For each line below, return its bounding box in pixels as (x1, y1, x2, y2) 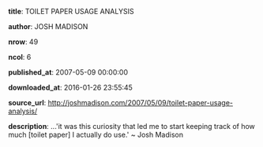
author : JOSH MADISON (8, 22, 88, 31)
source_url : (8, 98, 47, 107)
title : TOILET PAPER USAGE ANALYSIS (8, 7, 134, 16)
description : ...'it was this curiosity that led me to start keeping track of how (8, 122, 255, 130)
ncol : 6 (8, 53, 32, 61)
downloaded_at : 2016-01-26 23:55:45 (8, 83, 133, 92)
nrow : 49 (8, 37, 39, 46)
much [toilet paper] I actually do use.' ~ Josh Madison (8, 130, 184, 139)
